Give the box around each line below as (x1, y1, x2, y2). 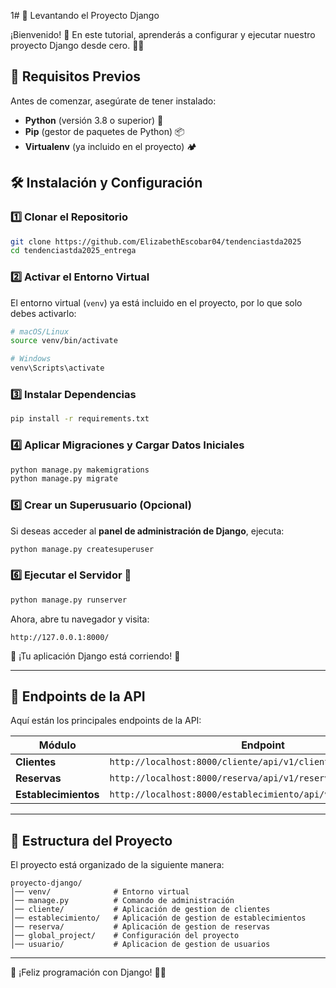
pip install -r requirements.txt (10, 414, 150, 424)
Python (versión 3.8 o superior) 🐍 (24, 114, 164, 126)
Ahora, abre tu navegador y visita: (10, 613, 150, 625)
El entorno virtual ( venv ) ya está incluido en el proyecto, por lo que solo (10, 296, 303, 309)
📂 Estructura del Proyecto (10, 832, 173, 849)
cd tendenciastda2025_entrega (10, 246, 137, 256)
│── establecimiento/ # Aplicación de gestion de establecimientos (10, 913, 307, 924)
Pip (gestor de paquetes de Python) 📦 (24, 125, 185, 137)
